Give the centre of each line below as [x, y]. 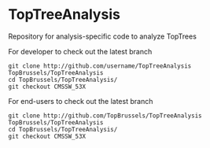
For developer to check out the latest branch [80, 51]
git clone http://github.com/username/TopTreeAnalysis [100, 66]
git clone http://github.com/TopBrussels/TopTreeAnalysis [105, 116]
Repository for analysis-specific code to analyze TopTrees [102, 36]
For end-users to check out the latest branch [81, 101]
